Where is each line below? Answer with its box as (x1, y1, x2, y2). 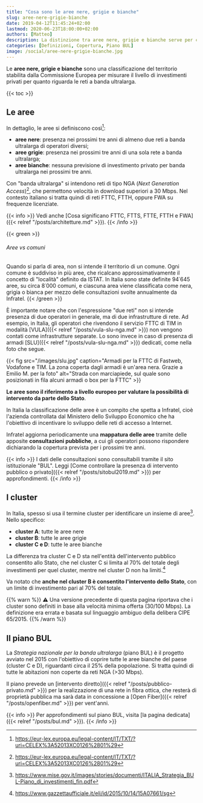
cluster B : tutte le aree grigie (14, 534, 87, 541)
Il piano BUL (6, 633, 52, 643)
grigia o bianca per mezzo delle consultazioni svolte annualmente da (6, 288, 177, 296)
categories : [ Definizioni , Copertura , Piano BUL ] (6, 43, 134, 49)
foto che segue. (6, 345, 45, 353)
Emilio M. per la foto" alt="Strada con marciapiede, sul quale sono (6, 370, 170, 378)
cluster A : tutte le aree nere (14, 528, 85, 535)
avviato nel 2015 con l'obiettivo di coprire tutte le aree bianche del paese (6, 656, 187, 663)
